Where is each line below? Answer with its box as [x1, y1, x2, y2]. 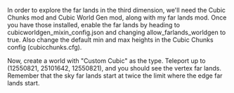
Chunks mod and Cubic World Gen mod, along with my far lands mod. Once [7, 13, 227, 22]
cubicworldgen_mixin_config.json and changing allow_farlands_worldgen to [7, 28, 226, 36]
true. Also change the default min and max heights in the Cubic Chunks [7, 36, 214, 44]
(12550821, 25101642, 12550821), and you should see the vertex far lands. [7, 64, 221, 72]
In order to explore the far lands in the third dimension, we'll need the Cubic [7, 6, 226, 14]
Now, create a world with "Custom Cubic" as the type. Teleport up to [7, 57, 206, 65]
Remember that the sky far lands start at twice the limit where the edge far [7, 71, 223, 80]
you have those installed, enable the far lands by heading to [7, 21, 181, 29]
